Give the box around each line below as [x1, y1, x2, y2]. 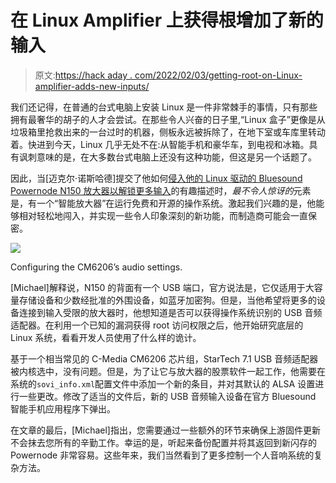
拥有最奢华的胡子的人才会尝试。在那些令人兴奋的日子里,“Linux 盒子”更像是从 [10, 113, 326, 125]
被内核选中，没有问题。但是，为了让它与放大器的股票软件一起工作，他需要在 [10, 365, 326, 377]
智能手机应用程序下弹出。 [10, 402, 116, 415]
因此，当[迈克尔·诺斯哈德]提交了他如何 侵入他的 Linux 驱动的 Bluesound [10, 172, 303, 184]
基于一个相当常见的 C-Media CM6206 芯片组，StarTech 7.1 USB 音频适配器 [10, 352, 319, 365]
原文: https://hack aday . [34, 69, 133, 81]
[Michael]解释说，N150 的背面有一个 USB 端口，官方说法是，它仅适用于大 [10, 281, 315, 293]
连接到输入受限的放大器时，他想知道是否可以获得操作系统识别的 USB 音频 [18, 306, 323, 318]
